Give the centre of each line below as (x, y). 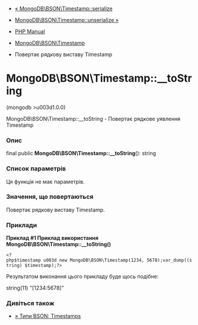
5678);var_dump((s (170, 260)
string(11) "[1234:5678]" (35, 288)
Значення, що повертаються (50, 197)
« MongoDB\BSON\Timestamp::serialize (63, 9)
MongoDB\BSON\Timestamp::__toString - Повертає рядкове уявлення (93, 118)
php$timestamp (24, 260)
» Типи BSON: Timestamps (48, 316)
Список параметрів (36, 169)
